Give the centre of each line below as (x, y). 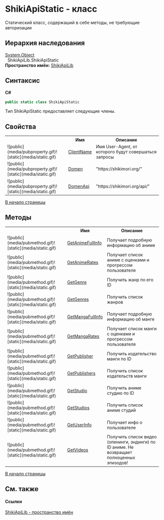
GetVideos (78, 450)
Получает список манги (132, 328)
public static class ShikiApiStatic (42, 102)
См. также (22, 489)
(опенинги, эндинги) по (131, 442)
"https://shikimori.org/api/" (123, 186)
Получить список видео (132, 437)
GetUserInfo (79, 425)
